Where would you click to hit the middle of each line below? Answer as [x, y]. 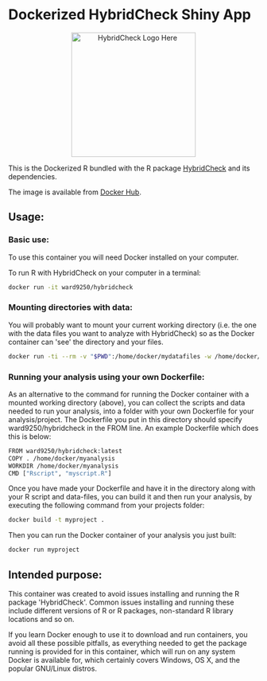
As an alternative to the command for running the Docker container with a [129, 394]
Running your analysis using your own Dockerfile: [106, 377]
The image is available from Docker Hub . [75, 192]
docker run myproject [44, 550]
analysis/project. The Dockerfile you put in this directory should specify [125, 419]
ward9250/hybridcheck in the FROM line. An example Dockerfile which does [133, 428]
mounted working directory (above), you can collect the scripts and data [127, 402]
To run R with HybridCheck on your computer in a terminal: [104, 272]
